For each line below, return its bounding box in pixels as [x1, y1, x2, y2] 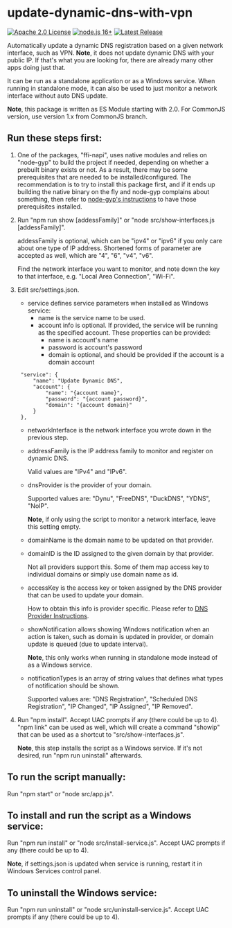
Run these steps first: [7, 132, 102, 144]
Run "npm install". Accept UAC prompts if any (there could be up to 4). [17, 715, 220, 724]
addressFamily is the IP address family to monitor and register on [27, 446, 213, 455]
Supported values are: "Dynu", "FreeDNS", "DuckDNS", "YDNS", [27, 494, 211, 502]
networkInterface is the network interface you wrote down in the [27, 426, 212, 434]
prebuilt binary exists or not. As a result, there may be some [17, 165, 188, 174]
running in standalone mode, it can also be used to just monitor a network [7, 84, 217, 92]
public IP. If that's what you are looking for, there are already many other [7, 55, 213, 64]
